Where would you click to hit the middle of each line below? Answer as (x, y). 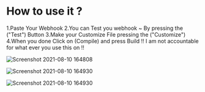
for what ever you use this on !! (45, 48)
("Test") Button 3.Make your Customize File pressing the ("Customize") (96, 34)
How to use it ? (44, 11)
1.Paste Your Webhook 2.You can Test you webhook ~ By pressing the (95, 28)
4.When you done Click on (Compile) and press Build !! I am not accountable (102, 41)
